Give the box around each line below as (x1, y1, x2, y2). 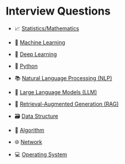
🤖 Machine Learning (14, 38, 65, 46)
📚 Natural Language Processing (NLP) (14, 74, 112, 81)
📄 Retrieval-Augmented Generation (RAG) (14, 100, 120, 108)
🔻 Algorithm (14, 126, 45, 134)
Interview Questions (5, 4, 111, 18)
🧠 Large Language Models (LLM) (14, 88, 98, 95)
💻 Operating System (14, 151, 68, 158)
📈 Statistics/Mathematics (14, 24, 80, 32)
